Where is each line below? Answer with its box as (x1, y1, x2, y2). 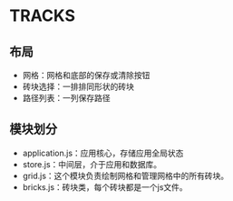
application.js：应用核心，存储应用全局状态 (22, 147, 184, 158)
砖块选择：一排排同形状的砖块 (22, 81, 134, 92)
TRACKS (9, 5, 75, 26)
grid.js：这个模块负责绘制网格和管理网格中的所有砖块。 (22, 170, 229, 181)
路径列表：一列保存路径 (22, 93, 111, 103)
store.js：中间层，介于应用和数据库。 (22, 158, 162, 169)
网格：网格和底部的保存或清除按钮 (22, 70, 150, 80)
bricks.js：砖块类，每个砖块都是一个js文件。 (22, 181, 188, 192)
